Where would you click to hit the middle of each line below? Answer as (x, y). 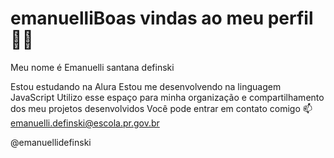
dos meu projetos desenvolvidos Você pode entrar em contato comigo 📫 (161, 108)
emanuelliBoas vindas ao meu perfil (162, 18)
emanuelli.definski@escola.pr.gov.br (85, 123)
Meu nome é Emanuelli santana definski (92, 67)
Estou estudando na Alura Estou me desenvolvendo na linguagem (146, 86)
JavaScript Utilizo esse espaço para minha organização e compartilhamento (167, 97)
